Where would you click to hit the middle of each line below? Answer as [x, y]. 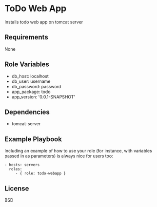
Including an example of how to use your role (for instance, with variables [78, 151]
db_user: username [31, 81]
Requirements [26, 37]
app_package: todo [31, 92]
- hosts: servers [22, 165]
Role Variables [27, 65]
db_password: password [36, 86]
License [17, 188]
